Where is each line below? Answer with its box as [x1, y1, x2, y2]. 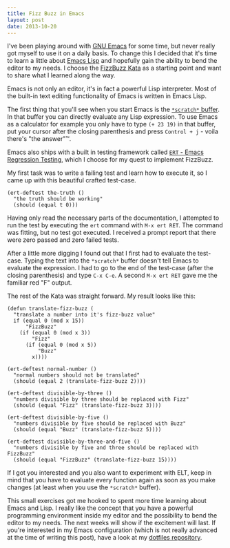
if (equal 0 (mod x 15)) [13, 317, 85, 325]
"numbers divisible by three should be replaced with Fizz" [13, 396, 189, 403]
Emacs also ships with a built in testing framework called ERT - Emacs [7, 148, 205, 156]
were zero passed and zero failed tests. [7, 236, 119, 244]
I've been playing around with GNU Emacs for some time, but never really [7, 42, 216, 50]
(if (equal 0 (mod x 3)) [19, 330, 91, 337]
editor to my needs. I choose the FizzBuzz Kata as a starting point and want [7, 64, 222, 73]
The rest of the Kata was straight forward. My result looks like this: [7, 292, 196, 301]
